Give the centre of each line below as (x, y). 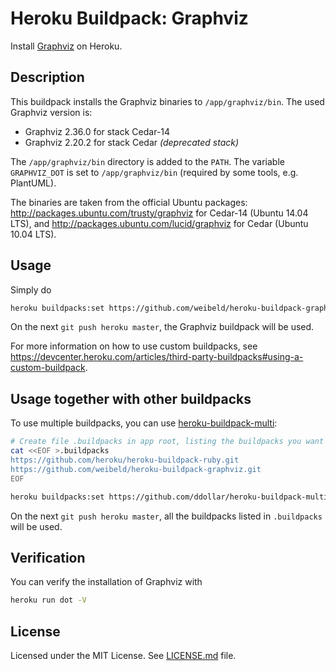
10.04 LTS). (33, 234)
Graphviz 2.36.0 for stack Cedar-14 (97, 131)
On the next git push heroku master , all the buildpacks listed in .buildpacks (166, 516)
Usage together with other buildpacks (131, 398)
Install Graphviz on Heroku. (66, 46)
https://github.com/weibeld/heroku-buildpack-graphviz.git (136, 469)
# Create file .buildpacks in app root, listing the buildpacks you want (167, 442)
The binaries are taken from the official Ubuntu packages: (129, 202)
